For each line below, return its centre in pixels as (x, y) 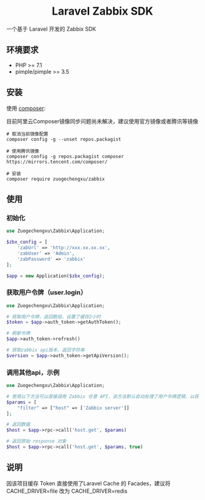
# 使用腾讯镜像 (23, 151)
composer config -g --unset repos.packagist (64, 139)
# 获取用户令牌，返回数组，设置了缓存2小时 (54, 317)
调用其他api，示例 (33, 372)
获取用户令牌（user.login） (47, 292)
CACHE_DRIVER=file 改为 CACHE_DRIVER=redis (67, 491)
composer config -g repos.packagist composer (65, 156)
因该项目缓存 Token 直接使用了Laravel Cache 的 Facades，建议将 (88, 483)
